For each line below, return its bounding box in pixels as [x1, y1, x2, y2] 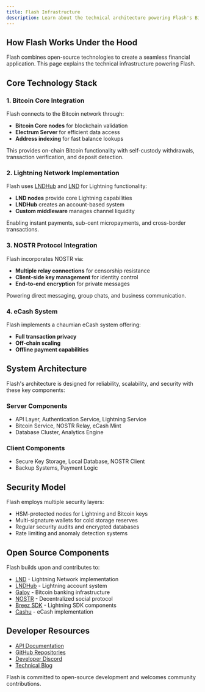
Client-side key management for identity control [15, 273, 138, 280]
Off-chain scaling [15, 339, 61, 347]
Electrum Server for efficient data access [15, 129, 120, 135]
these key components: [6, 386, 65, 394]
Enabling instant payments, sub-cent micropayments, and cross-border [6, 219, 186, 227]
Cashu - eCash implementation [15, 607, 93, 615]
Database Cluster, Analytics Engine [15, 429, 104, 435]
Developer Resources [6, 626, 90, 636]
